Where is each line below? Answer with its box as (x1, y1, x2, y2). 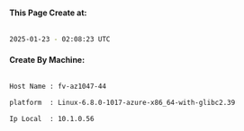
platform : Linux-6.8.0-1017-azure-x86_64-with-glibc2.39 (9, 99, 236, 108)
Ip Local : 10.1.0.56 (9, 115, 95, 124)
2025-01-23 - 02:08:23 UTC (9, 35, 111, 44)
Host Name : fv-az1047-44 (9, 82, 106, 92)
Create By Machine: (9, 54, 86, 65)
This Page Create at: (9, 7, 87, 18)
